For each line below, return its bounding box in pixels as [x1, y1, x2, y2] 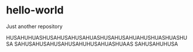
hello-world [6, 4, 64, 17]
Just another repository [6, 23, 63, 30]
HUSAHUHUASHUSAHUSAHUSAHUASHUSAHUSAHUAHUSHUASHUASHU [6, 34, 188, 41]
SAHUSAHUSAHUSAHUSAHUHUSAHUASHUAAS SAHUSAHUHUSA [14, 40, 178, 47]
